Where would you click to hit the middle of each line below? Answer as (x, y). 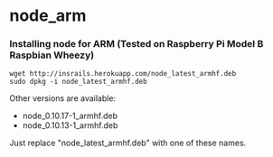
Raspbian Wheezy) (52, 55)
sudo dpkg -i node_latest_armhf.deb (78, 82)
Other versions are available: (62, 98)
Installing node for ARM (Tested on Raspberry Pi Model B (136, 44)
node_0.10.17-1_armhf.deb (70, 116)
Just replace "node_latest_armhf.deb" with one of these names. (128, 143)
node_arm (48, 16)
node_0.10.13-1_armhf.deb (70, 125)
